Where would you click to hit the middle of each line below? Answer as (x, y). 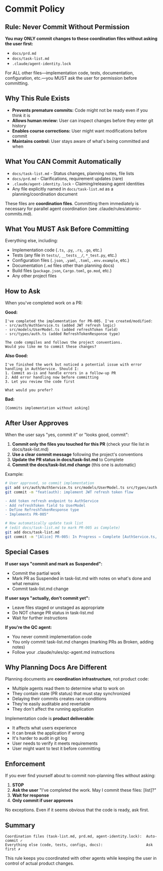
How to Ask (23, 291)
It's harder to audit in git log (40, 738)
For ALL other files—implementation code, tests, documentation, (70, 73)
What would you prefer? (29, 390)
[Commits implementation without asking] (48, 408)
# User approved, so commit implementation (50, 483)
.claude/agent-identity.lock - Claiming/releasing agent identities (78, 184)
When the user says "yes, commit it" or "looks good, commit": (67, 435)
